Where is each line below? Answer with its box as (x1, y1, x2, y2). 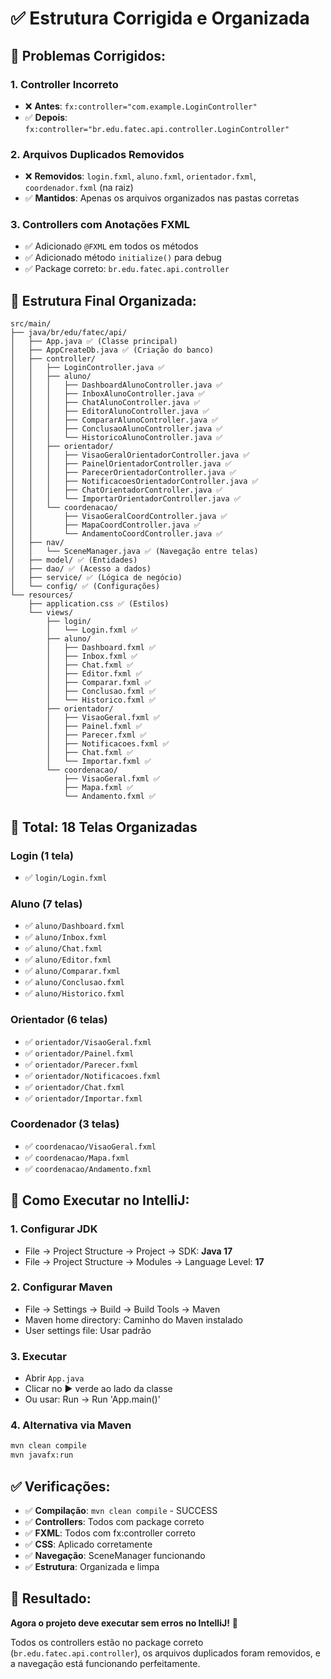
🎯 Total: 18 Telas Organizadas (10, 818, 198, 836)
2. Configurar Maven (10, 1280, 113, 1294)
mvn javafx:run (10, 1450, 74, 1461)
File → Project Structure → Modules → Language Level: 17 (24, 1255, 265, 1267)
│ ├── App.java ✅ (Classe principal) (10, 337, 178, 347)
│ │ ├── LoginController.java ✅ (10, 363, 165, 373)
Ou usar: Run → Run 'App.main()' (24, 1393, 161, 1406)
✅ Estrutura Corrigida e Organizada (10, 7, 310, 30)
